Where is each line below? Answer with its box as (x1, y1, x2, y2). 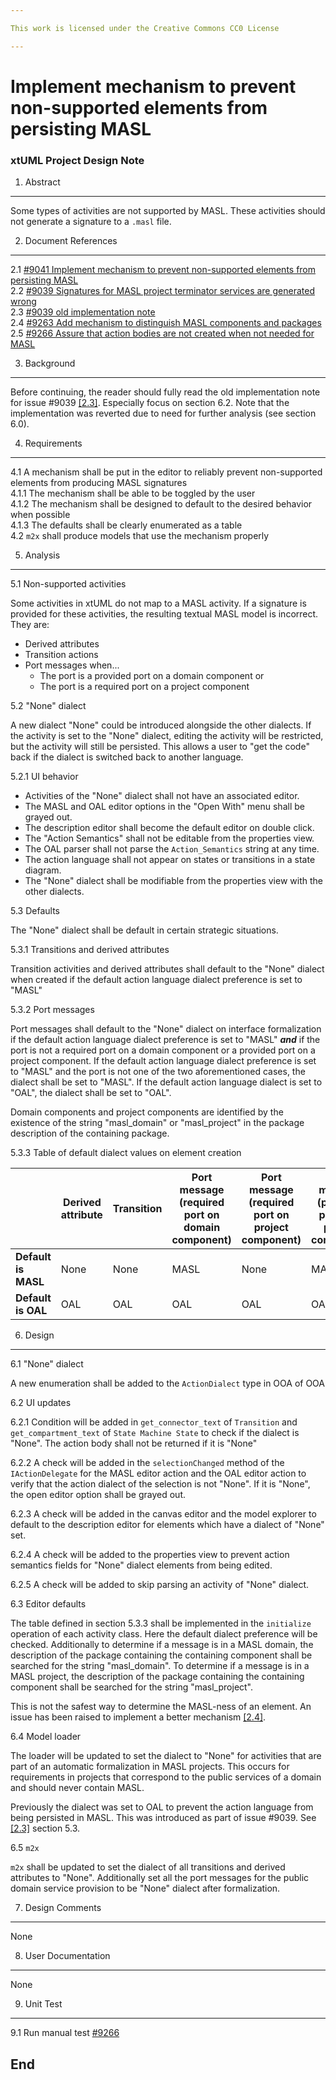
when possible (10, 509, 71, 521)
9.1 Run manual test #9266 (10, 2027, 120, 2039)
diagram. (24, 864, 62, 876)
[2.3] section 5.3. (10, 1822, 81, 1835)
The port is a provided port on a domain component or (39, 670, 265, 682)
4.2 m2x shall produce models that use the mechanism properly (10, 530, 270, 542)
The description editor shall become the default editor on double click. (24, 822, 315, 834)
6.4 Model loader (10, 1731, 82, 1743)
